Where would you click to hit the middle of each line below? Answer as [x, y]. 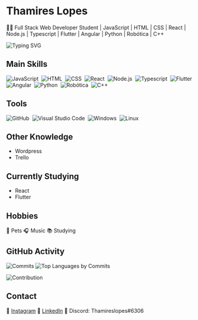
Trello [22, 158]
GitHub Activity [35, 252]
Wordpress [28, 151]
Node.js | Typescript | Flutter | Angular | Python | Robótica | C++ [85, 33]
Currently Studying [43, 176]
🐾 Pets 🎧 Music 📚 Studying [41, 230]
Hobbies [22, 216]
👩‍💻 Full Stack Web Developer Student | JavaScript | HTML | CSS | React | [96, 27]
